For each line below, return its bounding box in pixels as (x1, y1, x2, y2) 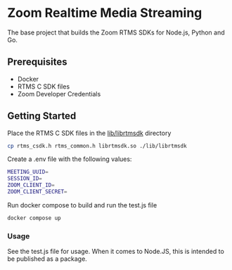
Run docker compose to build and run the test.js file (7, 200, 157, 209)
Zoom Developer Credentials (17, 89, 101, 98)
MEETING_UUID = (7, 169, 49, 176)
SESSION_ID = (7, 175, 42, 182)
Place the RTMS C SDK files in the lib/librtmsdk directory (7, 129, 172, 137)
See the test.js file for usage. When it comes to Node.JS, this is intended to (7, 247, 225, 256)
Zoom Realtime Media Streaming (7, 5, 202, 21)
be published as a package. (7, 255, 88, 263)
